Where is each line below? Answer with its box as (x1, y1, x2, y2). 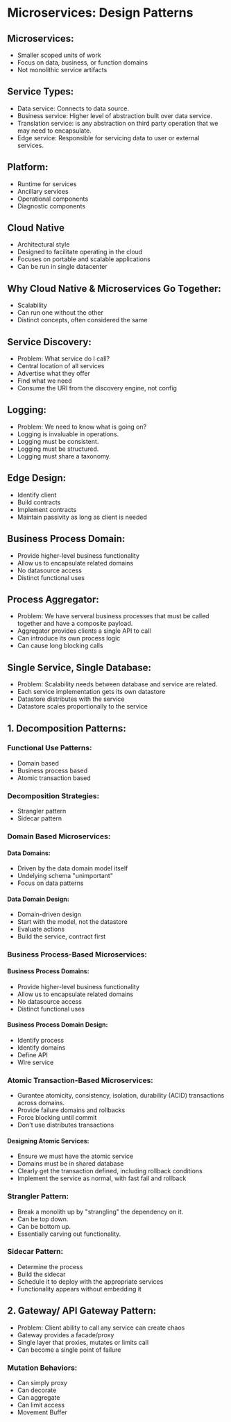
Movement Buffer (17, 1408, 67, 1416)
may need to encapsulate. (17, 126, 92, 135)
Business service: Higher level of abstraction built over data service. (17, 111, 213, 119)
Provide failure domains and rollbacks (17, 1106, 126, 1114)
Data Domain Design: (7, 895, 69, 903)
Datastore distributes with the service (17, 695, 125, 703)
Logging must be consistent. (17, 437, 99, 445)
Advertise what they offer (17, 370, 90, 378)
